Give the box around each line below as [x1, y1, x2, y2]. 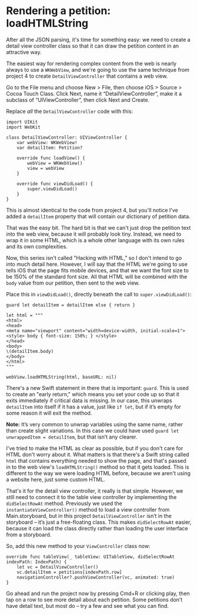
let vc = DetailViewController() [16, 564, 99, 570]
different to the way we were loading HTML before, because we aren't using [6, 469, 191, 477]
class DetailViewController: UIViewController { [6, 134, 128, 141]
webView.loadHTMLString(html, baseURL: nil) [6, 374, 117, 380]
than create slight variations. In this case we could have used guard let [6, 427, 179, 434]
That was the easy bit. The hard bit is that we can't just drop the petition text [6, 224, 191, 231]
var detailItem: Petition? [16, 145, 83, 151]
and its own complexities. [6, 243, 68, 250]
